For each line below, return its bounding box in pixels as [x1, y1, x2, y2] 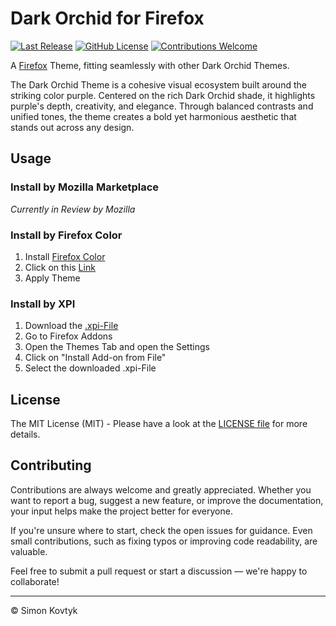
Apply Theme [24, 272, 81, 284]
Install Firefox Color [24, 250, 106, 262]
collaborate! [10, 575, 60, 587]
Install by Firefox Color [10, 228, 123, 242]
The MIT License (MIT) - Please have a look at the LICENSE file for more [10, 418, 308, 430]
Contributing [10, 457, 92, 474]
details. [10, 428, 41, 441]
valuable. [10, 545, 48, 557]
